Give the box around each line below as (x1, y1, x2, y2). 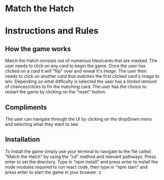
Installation (5, 135, 40, 144)
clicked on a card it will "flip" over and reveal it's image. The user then (5, 68, 147, 74)
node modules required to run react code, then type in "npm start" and (5, 164, 148, 170)
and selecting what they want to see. (5, 121, 79, 127)
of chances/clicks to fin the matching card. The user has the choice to (5, 84, 147, 90)
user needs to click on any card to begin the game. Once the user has (5, 63, 146, 69)
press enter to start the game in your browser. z (5, 169, 101, 175)
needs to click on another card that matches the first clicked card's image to (5, 73, 160, 79)
